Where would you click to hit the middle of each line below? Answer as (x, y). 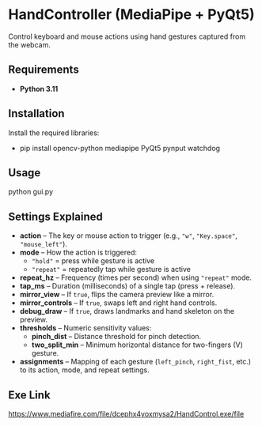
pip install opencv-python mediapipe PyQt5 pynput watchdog (120, 148)
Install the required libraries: (54, 133)
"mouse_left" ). (43, 244)
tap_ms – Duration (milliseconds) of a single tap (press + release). (127, 286)
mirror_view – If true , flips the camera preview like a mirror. (117, 295)
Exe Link (29, 395)
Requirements (44, 70)
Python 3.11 (39, 89)
